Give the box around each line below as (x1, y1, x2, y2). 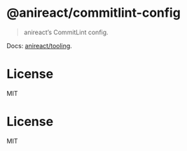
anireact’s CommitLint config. (23, 28, 109, 36)
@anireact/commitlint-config (6, 5, 181, 21)
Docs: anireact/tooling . (6, 41, 73, 50)
